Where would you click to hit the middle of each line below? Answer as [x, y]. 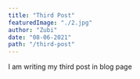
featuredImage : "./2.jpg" [50, 23]
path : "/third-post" [42, 45]
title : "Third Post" [42, 15]
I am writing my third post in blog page [70, 66]
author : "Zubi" [33, 30]
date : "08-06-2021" [40, 37]
